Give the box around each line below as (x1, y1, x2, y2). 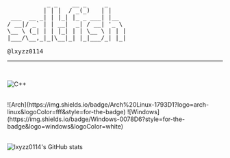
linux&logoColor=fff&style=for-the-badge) (7, 108, 126, 116)
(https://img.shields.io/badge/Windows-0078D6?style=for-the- (7, 115, 186, 123)
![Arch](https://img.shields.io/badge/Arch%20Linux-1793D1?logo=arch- (7, 101, 209, 109)
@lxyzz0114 (7, 48, 44, 55)
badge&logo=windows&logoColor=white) (7, 122, 124, 130)
